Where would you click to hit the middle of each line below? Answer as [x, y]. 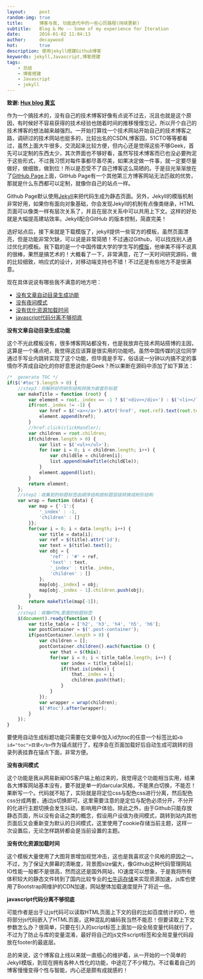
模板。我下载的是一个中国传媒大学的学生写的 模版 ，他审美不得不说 [109, 247]
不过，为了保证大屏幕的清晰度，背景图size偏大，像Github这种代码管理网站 [99, 864]
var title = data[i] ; [66, 534]
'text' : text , [69, 562]
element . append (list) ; [67, 472]
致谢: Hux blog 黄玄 [31, 103]
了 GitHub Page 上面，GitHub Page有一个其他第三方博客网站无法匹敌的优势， [101, 176]
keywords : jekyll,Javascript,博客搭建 [54, 57]
